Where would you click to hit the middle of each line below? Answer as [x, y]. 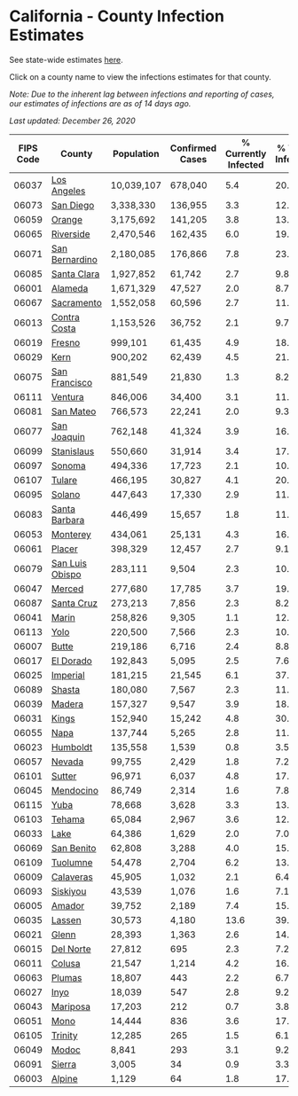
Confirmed [193, 148]
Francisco [72, 382]
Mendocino [75, 790]
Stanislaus [73, 451]
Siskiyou [69, 891]
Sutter [64, 776]
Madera [67, 704]
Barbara [68, 520]
